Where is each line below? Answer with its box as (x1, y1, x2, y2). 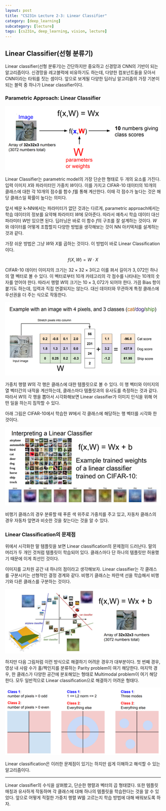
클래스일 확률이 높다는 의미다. (10, 195, 68, 201)
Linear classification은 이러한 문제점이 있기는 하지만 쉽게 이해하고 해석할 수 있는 (5, 761, 161, 767)
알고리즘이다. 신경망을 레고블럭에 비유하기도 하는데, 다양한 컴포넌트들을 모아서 (5, 69, 156, 75)
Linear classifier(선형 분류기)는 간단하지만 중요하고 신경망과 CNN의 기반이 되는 (5, 63, 159, 69)
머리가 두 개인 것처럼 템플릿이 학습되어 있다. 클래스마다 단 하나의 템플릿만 (5, 549, 146, 555)
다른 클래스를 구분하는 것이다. (14, 578, 71, 584)
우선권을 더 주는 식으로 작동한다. (5, 292, 68, 298)
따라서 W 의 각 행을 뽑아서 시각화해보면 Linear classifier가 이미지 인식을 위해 (5, 394, 152, 400)
